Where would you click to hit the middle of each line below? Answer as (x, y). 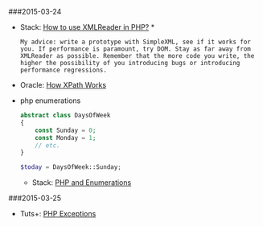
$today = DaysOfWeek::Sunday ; (71, 167)
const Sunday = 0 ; (66, 130)
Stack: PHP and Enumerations (82, 183)
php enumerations (50, 101)
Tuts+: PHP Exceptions (58, 214)
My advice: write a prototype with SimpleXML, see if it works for (135, 42)
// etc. (47, 145)
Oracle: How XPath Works (63, 85)
